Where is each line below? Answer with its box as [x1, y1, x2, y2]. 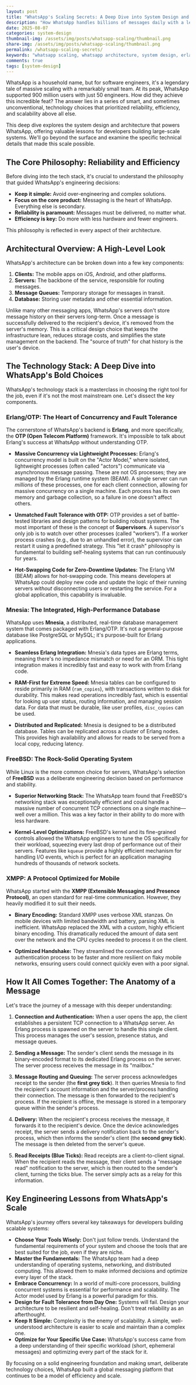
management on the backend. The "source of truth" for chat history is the [6, 338, 183, 345]
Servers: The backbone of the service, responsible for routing [14, 277, 164, 284]
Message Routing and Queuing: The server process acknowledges [14, 1073, 178, 1080]
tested [14, 518, 30, 525]
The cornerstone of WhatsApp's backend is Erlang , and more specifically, [6, 426, 184, 434]
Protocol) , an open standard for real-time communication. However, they [6, 894, 181, 900]
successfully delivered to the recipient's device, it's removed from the [6, 319, 174, 326]
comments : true [6, 57, 43, 63]
